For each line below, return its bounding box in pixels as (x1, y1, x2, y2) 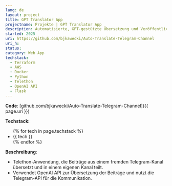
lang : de (5, 7, 24, 13)
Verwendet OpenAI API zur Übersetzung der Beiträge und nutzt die (12, 170, 155, 176)
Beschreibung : (5, 149, 37, 155)
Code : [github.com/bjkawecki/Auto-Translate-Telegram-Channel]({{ (5, 102, 148, 109)
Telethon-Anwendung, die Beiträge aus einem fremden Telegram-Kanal (12, 158, 164, 164)
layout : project (5, 12, 40, 17)
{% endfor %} (12, 139, 42, 145)
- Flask (10, 88, 27, 94)
